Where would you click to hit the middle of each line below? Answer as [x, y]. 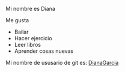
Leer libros [28, 45]
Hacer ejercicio [33, 38]
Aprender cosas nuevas [44, 51]
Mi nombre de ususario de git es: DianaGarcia [62, 63]
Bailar [21, 32]
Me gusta [17, 20]
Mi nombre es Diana [30, 9]
